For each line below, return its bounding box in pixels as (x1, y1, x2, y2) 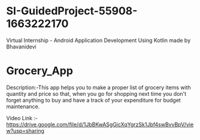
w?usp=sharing (6, 127, 45, 134)
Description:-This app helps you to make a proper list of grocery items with (6, 84, 192, 91)
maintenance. (6, 103, 40, 110)
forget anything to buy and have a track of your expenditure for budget (6, 96, 181, 104)
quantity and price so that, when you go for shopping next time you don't (6, 90, 187, 97)
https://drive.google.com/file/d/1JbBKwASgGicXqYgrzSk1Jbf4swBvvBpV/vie (6, 121, 194, 128)
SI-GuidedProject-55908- (6, 4, 138, 18)
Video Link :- (6, 114, 38, 121)
